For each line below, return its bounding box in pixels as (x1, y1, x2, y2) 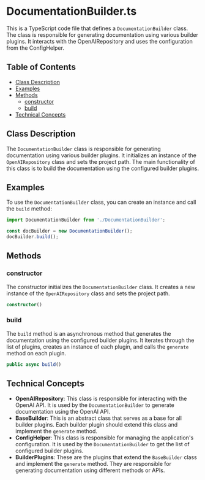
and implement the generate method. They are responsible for (15, 460, 171, 467)
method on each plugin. (6, 349, 66, 357)
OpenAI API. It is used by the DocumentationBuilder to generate (15, 401, 174, 409)
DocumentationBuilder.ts (6, 4, 137, 18)
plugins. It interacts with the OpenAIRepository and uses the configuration (6, 37, 193, 45)
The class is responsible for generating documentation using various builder (6, 31, 199, 38)
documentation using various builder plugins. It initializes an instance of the (6, 152, 197, 159)
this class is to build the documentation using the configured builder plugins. (6, 165, 199, 172)
